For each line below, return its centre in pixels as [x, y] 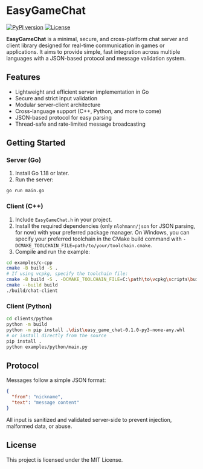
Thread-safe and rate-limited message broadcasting [80, 124]
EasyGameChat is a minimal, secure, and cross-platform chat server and [97, 39]
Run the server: [34, 180]
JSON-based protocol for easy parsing [63, 117]
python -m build [27, 325]
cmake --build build [32, 285]
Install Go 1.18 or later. [42, 173]
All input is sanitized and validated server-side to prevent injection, [89, 419]
